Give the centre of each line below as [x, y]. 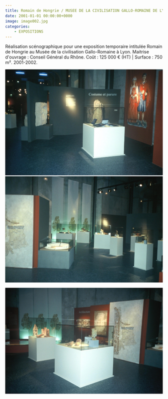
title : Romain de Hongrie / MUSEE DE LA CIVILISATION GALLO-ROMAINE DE [81, 10]
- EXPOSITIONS [29, 32]
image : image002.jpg [27, 21]
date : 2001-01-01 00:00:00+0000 [39, 16]
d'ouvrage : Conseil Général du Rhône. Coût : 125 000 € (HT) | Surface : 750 [84, 57]
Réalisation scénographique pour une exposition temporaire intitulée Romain [84, 46]
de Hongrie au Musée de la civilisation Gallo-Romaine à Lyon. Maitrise [77, 52]
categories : [17, 26]
